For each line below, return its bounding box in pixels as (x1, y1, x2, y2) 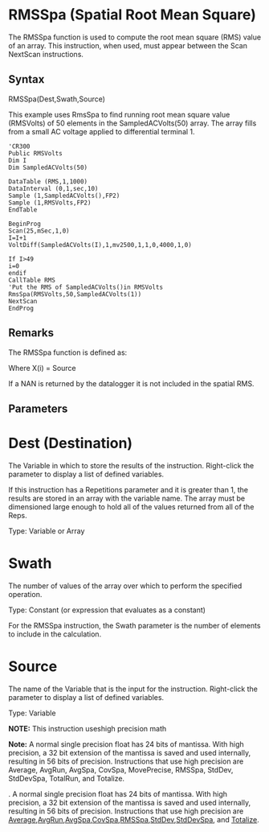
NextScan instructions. (8, 49, 84, 59)
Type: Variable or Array (8, 525, 85, 536)
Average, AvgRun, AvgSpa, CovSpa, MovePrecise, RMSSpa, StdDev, (8, 764, 234, 774)
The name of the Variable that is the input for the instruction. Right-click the (8, 684, 259, 694)
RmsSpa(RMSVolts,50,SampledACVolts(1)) (8, 290, 142, 299)
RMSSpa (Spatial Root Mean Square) (8, 6, 257, 24)
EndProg (8, 304, 35, 312)
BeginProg (8, 220, 42, 228)
